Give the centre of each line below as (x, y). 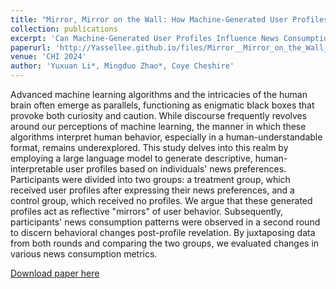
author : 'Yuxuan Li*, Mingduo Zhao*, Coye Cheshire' (122, 66)
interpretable (37, 169)
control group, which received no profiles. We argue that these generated (161, 200)
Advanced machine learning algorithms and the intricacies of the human (159, 94)
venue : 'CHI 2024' (48, 57)
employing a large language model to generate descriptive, (131, 158)
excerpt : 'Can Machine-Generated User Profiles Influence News (145, 38)
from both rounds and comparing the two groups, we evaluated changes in (165, 243)
